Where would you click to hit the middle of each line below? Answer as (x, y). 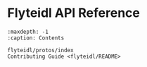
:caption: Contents (36, 38)
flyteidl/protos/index (40, 50)
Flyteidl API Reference (74, 13)
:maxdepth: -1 (28, 32)
